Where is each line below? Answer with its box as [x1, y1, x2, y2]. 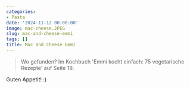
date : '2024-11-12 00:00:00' [6, 20, 79, 26]
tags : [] [6, 36, 28, 42]
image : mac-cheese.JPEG [6, 25, 66, 31]
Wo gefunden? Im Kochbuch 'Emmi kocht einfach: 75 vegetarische [20, 58, 185, 65]
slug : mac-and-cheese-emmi [6, 31, 73, 37]
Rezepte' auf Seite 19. [20, 64, 74, 71]
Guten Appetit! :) [6, 75, 47, 83]
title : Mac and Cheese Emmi [6, 42, 76, 48]
